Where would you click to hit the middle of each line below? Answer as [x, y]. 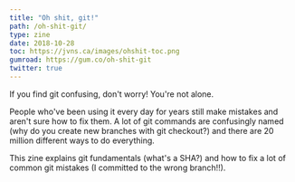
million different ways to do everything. [82, 140]
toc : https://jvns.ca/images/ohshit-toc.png [95, 52]
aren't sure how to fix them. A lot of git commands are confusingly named [147, 121]
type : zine [30, 34]
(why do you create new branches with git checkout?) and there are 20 [142, 130]
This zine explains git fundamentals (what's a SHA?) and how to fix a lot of [148, 158]
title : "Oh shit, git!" [54, 18]
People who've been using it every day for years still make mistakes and [144, 111]
